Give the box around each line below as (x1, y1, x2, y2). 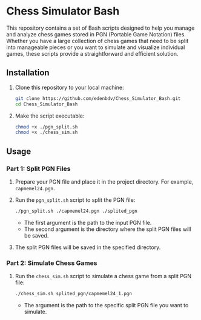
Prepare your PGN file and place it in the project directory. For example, (15, 178, 194, 185)
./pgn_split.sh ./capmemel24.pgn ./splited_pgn (15, 208, 137, 214)
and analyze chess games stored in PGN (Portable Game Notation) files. (6, 30, 186, 38)
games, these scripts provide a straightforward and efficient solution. (6, 50, 179, 57)
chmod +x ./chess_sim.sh (15, 129, 78, 136)
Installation (6, 68, 50, 78)
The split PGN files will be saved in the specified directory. (15, 244, 161, 251)
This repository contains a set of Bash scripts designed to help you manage (6, 24, 195, 32)
